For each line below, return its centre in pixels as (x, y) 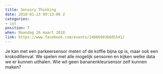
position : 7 (17, 28)
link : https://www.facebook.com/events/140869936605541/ (65, 37)
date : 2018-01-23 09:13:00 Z (35, 14)
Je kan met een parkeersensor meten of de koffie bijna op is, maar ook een (81, 51)
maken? (13, 67)
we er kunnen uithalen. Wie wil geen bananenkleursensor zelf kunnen (76, 62)
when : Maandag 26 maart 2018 (35, 33)
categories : (17, 19)
